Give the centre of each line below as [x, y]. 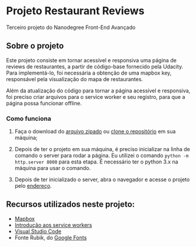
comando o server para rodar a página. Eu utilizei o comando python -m [102, 156]
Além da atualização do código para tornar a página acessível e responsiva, [98, 91]
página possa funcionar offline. [44, 103]
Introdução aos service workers [53, 225]
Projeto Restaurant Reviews [75, 11]
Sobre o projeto [35, 46]
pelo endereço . [33, 186]
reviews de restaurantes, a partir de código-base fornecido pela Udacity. [95, 66]
